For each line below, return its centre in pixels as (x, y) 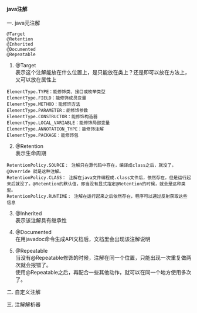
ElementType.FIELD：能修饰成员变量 (47, 98)
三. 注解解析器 (23, 305)
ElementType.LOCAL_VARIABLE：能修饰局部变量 (58, 123)
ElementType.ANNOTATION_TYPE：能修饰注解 (55, 129)
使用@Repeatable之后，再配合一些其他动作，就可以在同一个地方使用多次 (103, 273)
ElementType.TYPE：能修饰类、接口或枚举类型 (56, 92)
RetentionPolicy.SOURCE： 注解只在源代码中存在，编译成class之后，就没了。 (91, 166)
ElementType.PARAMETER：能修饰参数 (47, 111)
